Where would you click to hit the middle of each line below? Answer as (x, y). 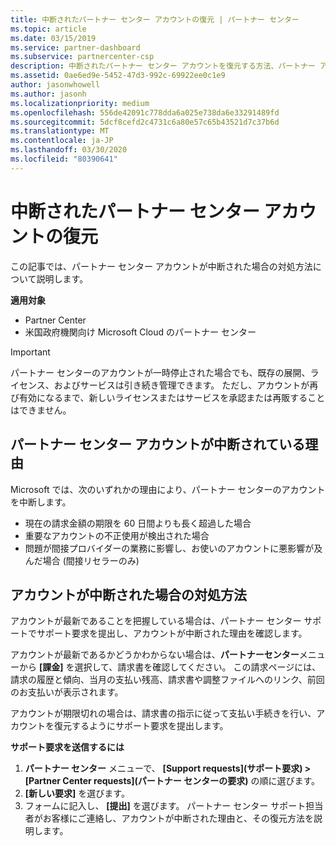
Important (30, 352)
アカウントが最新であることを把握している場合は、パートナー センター (156, 621)
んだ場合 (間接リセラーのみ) (82, 560)
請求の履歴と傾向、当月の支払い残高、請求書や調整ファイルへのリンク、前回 (167, 680)
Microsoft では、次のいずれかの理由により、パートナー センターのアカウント (168, 489)
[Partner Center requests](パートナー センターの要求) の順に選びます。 (172, 781)
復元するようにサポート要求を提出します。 (141, 726)
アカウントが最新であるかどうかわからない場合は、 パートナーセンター (155, 655)
